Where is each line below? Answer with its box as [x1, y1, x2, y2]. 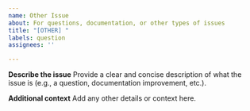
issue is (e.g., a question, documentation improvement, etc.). [8, 78, 206, 88]
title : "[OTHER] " [8, 26, 69, 34]
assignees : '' [8, 41, 56, 49]
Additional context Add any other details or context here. [8, 94, 197, 103]
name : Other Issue [8, 11, 69, 20]
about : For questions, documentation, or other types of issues [8, 19, 225, 27]
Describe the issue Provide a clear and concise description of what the [8, 70, 242, 79]
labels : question [8, 33, 66, 42]
